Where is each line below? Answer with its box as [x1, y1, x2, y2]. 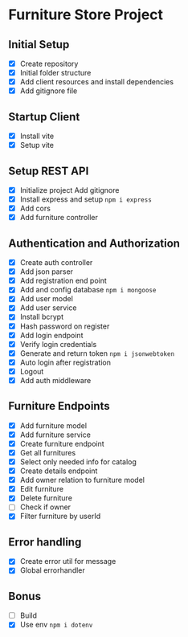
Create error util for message [19, 557, 116, 566]
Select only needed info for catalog [19, 457, 137, 467]
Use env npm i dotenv [19, 620, 93, 630]
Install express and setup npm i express [19, 194, 153, 204]
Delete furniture [19, 493, 72, 503]
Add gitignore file [19, 86, 78, 96]
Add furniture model [19, 420, 87, 431]
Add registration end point [19, 276, 107, 286]
